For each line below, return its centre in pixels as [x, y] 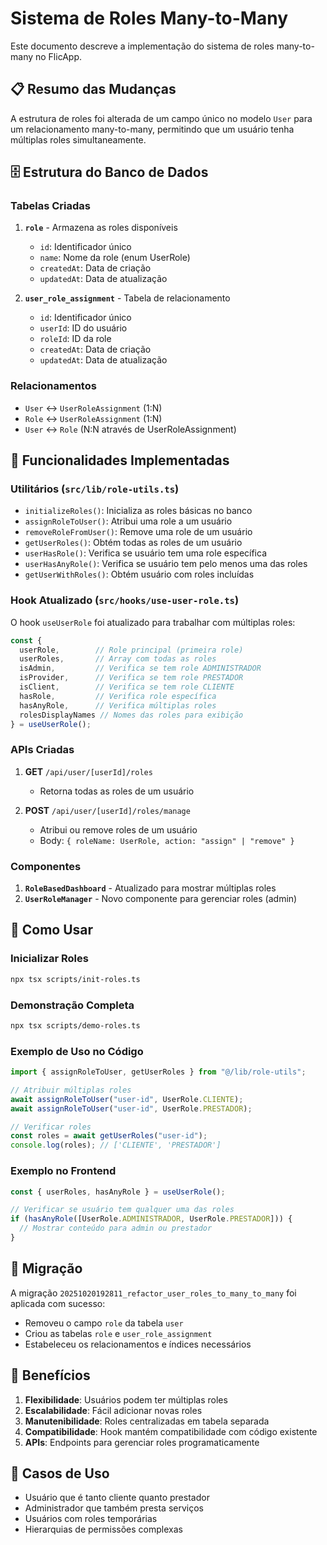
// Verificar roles [51, 1127]
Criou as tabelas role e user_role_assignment [118, 1333]
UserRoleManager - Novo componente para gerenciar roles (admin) [161, 899]
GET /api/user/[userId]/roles [88, 771]
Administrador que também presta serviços [114, 1508]
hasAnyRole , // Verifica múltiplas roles [118, 705]
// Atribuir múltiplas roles [71, 1090]
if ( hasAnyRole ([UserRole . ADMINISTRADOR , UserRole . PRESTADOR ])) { [151, 1219]
